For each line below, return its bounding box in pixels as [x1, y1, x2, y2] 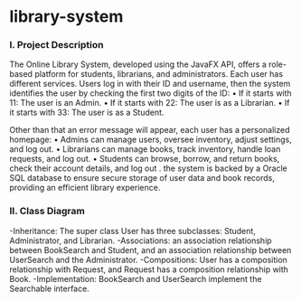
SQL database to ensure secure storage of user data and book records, [9, 173, 276, 183]
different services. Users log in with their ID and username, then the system [9, 79, 291, 89]
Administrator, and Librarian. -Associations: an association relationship [9, 235, 273, 246]
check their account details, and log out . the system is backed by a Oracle [9, 163, 287, 174]
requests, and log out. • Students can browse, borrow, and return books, [9, 154, 280, 165]
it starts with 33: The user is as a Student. [9, 107, 165, 118]
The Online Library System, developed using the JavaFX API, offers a [9, 59, 267, 70]
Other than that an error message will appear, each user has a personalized [9, 125, 290, 136]
